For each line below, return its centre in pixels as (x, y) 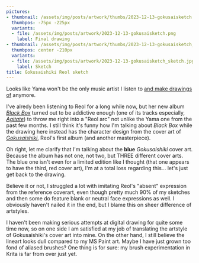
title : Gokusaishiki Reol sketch (47, 72)
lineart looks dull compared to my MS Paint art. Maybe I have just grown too (99, 241)
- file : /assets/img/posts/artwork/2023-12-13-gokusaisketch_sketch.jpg (103, 61)
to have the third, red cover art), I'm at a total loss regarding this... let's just (97, 168)
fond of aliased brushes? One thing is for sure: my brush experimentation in (98, 248)
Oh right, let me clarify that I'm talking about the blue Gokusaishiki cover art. (99, 150)
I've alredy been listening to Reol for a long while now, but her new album (95, 106)
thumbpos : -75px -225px (41, 22)
